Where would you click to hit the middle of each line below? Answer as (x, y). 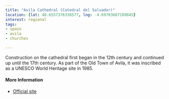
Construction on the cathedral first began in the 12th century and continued (85, 57)
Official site (25, 91)
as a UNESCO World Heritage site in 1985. (49, 68)
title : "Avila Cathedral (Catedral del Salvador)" (60, 10)
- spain (14, 29)
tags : (11, 24)
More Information (24, 80)
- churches (17, 39)
